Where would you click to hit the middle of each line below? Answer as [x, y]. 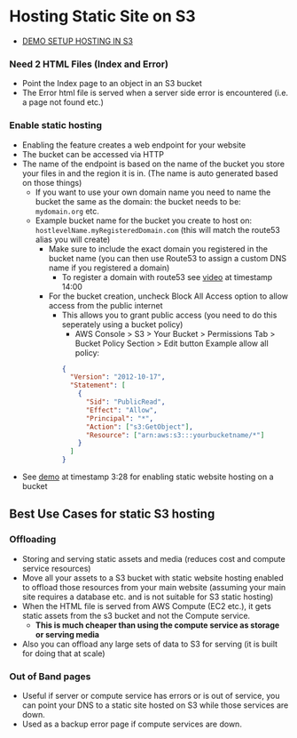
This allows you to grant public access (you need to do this [169, 315]
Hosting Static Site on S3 [103, 16]
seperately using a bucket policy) [122, 324]
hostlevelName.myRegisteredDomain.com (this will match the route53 [158, 229]
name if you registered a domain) [109, 268]
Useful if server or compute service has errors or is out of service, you [151, 696]
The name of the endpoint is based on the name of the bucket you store [153, 164]
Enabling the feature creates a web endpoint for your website [134, 145]
